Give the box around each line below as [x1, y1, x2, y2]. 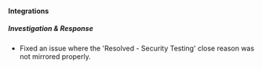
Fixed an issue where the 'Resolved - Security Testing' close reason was [19, 43, 255, 53]
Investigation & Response [8, 24, 94, 33]
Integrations [8, 6, 49, 16]
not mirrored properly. [19, 51, 92, 61]
